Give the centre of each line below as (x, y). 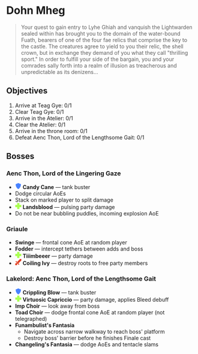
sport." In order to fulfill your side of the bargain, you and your (97, 59)
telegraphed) (31, 319)
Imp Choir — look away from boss (57, 306)
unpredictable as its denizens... (59, 72)
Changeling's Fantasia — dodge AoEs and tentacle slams (87, 344)
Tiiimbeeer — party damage (58, 256)
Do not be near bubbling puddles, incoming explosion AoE (87, 214)
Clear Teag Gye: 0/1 (39, 111)
